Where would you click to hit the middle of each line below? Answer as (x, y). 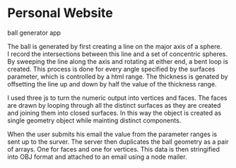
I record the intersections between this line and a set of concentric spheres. (118, 54)
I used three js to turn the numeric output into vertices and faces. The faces (117, 98)
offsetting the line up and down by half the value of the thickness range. (112, 84)
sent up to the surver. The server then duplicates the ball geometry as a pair (118, 141)
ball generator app (34, 33)
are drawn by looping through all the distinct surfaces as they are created (114, 105)
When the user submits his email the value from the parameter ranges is (112, 134)
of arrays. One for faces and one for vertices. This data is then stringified (114, 149)
